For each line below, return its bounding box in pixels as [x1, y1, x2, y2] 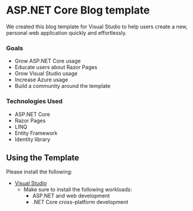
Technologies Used [6, 97, 63, 105]
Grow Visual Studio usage [14, 70, 78, 77]
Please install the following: [6, 169, 73, 176]
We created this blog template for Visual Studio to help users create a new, [6, 23, 188, 30]
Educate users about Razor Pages [14, 64, 97, 71]
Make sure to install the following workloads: [23, 186, 132, 193]
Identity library [14, 136, 51, 143]
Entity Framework [14, 129, 58, 136]
